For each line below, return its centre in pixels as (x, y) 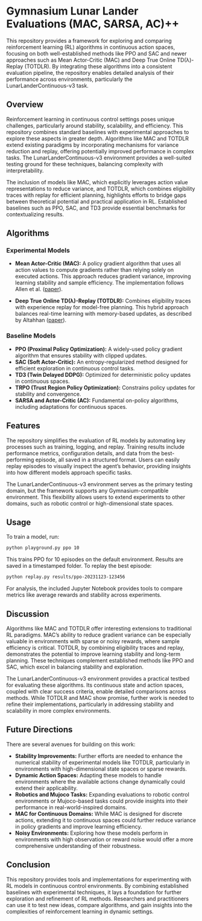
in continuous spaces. (43, 381)
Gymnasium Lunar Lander (72, 11)
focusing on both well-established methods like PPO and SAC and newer (96, 53)
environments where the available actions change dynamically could (100, 781)
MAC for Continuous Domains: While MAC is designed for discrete (99, 813)
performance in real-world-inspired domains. (71, 807)
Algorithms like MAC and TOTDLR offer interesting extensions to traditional (99, 628)
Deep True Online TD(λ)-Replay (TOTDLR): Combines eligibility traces (103, 301)
